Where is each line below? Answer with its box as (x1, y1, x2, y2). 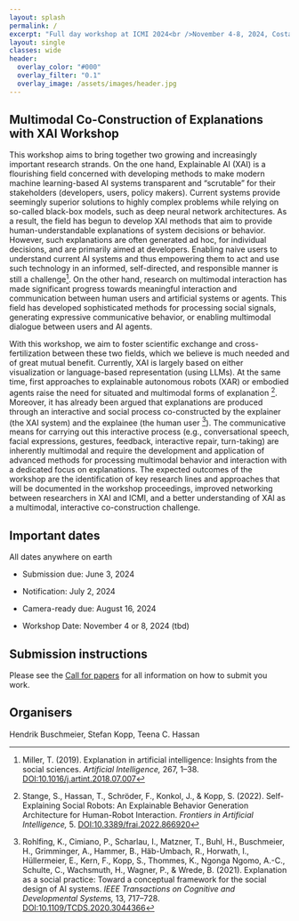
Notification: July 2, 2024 (21, 586, 116, 597)
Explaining (21, 800, 61, 811)
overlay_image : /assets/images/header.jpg (17, 79, 177, 88)
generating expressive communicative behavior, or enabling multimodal (9, 312, 271, 323)
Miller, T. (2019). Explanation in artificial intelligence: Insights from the (21, 754, 278, 765)
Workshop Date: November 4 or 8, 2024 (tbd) (21, 620, 190, 632)
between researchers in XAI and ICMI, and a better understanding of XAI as (9, 493, 287, 504)
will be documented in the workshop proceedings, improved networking (9, 483, 273, 494)
